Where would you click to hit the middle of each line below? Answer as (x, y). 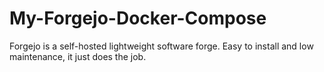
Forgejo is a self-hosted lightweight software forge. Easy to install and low (161, 46)
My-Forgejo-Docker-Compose (138, 18)
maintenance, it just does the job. (78, 56)
